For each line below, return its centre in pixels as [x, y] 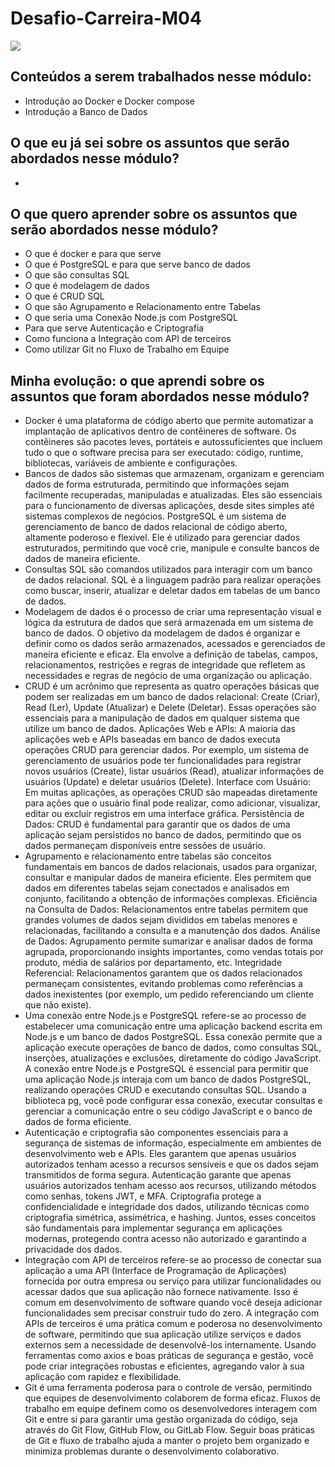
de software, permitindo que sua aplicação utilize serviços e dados [163, 1334]
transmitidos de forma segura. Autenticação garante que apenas [158, 1175]
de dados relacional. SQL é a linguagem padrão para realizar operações [173, 580]
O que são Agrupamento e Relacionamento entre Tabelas [142, 307]
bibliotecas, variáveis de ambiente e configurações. [131, 463]
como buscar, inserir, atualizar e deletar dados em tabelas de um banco [172, 591]
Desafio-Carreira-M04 [106, 18]
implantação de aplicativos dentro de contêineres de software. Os [160, 431]
